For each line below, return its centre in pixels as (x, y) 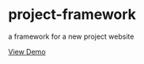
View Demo (27, 51)
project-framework (72, 15)
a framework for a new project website (71, 36)
